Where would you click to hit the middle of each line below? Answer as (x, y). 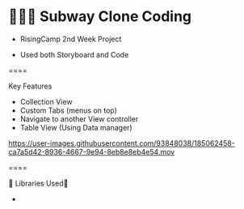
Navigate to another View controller (79, 119)
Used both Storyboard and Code (74, 54)
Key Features (30, 86)
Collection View (46, 101)
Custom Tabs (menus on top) (68, 110)
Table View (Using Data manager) (76, 127)
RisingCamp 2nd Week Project (71, 39)
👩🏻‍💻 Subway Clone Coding (100, 17)
